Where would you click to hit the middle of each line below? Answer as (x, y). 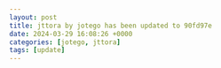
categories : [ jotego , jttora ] (65, 42)
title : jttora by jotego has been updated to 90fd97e (111, 26)
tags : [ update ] (37, 50)
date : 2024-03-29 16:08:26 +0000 (71, 34)
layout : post (33, 17)
